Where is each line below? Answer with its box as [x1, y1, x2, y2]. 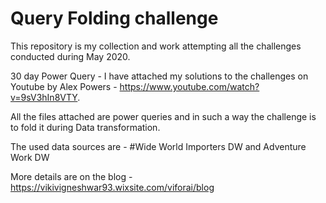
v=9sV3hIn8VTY [10, 91, 78, 103]
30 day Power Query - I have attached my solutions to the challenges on [10, 70, 309, 82]
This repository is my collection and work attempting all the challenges [10, 40, 302, 52]
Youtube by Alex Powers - [10, 80, 118, 92]
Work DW [10, 151, 50, 163]
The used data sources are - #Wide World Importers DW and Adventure [10, 140, 307, 152]
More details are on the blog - [10, 170, 133, 182]
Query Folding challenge [10, 7, 219, 30]
